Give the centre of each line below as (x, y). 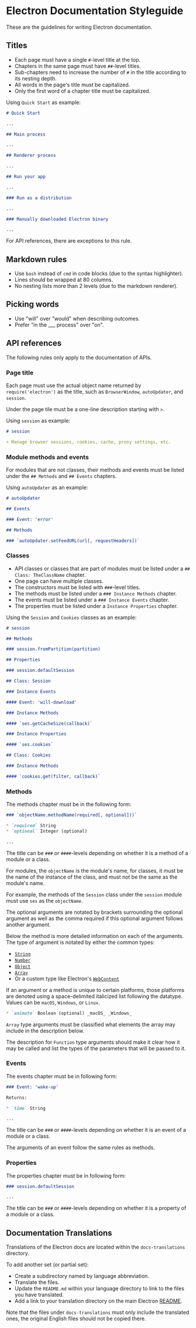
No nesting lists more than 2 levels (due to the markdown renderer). (96, 286)
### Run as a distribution (39, 198)
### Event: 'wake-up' (32, 1087)
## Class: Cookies (28, 755)
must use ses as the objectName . (44, 900)
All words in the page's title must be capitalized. (72, 85)
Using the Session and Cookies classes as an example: (71, 617)
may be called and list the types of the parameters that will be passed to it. (96, 1048)
